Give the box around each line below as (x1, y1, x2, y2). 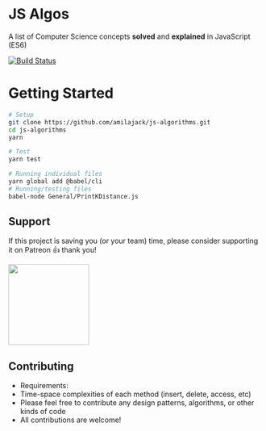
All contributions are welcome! (19, 415, 122, 425)
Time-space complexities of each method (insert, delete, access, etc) (19, 389, 251, 400)
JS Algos (8, 5, 70, 23)
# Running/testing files (8, 185, 92, 193)
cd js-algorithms (8, 126, 67, 134)
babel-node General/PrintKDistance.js (8, 192, 139, 200)
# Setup (8, 111, 35, 119)
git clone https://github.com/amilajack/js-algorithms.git (8, 118, 211, 126)
